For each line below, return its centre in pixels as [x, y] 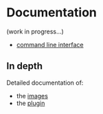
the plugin [31, 103]
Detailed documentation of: [45, 83]
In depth [24, 66]
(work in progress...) [35, 31]
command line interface [50, 44]
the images [32, 96]
